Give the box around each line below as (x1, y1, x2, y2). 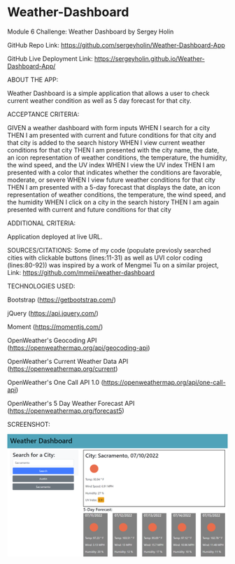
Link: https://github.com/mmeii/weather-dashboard (7, 268, 155, 276)
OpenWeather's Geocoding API (7, 336, 97, 344)
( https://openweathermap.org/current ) (7, 365, 118, 373)
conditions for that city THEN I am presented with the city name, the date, (7, 146, 220, 154)
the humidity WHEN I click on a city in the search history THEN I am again (7, 197, 220, 206)
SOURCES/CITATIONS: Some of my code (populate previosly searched (7, 246, 211, 254)
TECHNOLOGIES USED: (7, 281, 76, 290)
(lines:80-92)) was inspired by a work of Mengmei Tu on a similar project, (7, 260, 219, 269)
